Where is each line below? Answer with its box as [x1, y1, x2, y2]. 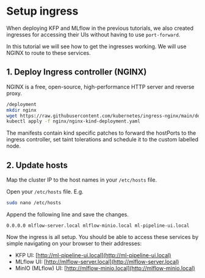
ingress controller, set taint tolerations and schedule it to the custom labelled [6, 136, 199, 143]
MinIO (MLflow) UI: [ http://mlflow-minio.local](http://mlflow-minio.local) [15, 264, 195, 272]
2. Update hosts [6, 160, 68, 170]
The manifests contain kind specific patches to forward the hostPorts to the [6, 129, 196, 137]
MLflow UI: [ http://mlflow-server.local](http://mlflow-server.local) [15, 258, 179, 265]
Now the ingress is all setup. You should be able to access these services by [6, 233, 199, 240]
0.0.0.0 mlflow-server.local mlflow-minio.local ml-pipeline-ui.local [6, 223, 190, 229]
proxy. [6, 90, 23, 97]
